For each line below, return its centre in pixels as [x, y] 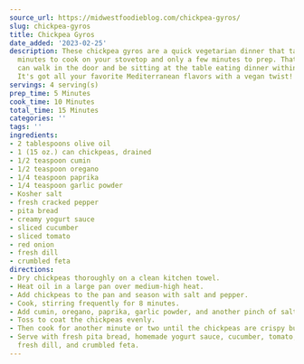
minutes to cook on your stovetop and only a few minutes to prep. [147, 60]
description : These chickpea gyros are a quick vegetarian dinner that [147, 51]
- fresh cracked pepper [54, 203]
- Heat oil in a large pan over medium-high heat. [107, 286]
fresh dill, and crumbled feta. [79, 345]
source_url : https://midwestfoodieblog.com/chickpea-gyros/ [125, 18]
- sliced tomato [40, 236]
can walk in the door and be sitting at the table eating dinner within [157, 69]
